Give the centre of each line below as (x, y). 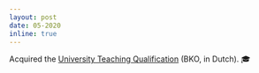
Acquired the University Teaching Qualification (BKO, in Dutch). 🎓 (130, 59)
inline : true (33, 33)
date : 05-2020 (35, 26)
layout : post (33, 17)
